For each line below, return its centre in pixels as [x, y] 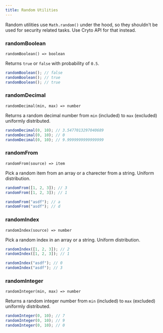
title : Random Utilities [32, 10]
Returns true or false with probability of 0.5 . [52, 63]
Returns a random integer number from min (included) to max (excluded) [80, 301]
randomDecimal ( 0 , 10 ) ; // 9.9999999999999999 [54, 140]
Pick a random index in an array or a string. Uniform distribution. [73, 240]
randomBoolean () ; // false [34, 73]
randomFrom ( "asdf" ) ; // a [33, 202]
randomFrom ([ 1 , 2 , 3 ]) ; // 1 [36, 192]
